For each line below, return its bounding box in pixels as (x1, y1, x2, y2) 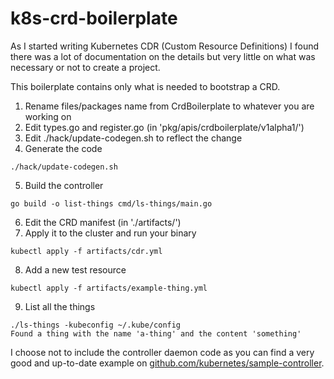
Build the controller (24, 179, 104, 191)
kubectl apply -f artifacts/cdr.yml (10, 246, 163, 256)
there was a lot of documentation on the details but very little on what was (10, 50, 316, 62)
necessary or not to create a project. (10, 61, 161, 73)
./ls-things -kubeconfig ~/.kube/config (10, 320, 182, 330)
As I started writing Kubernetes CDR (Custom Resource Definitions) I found (10, 40, 320, 52)
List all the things (24, 300, 96, 312)
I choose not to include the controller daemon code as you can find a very (10, 346, 315, 358)
